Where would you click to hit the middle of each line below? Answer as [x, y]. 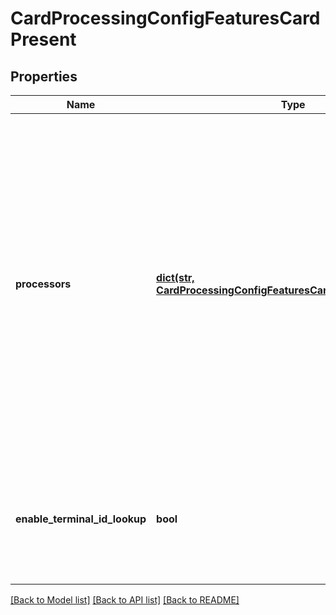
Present [43, 39]
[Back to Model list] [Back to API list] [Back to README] [125, 600]
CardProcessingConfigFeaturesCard [165, 18]
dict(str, [175, 277]
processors [43, 284]
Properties [44, 76]
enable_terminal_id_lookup [81, 519]
